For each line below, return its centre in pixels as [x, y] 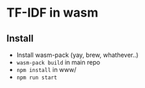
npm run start [37, 78]
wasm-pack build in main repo [58, 62]
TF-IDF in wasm [52, 13]
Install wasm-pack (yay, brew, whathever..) [77, 55]
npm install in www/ [46, 70]
